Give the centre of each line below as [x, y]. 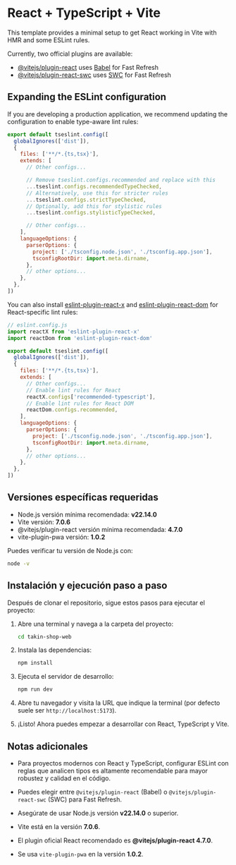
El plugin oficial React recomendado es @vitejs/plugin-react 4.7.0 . [115, 840]
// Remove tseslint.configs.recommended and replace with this [121, 180]
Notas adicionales [48, 746]
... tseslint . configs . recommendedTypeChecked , [94, 186]
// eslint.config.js [38, 325]
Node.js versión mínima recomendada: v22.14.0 [87, 514]
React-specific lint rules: [43, 312]
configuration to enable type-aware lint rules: [73, 121]
